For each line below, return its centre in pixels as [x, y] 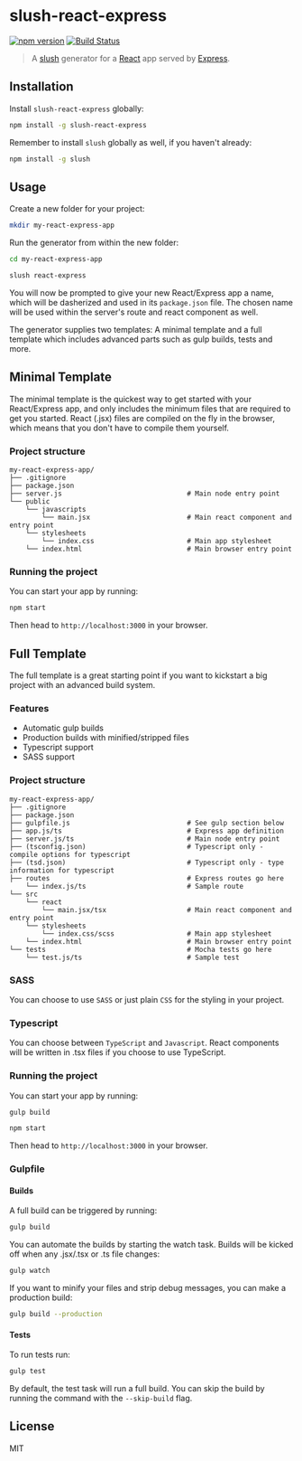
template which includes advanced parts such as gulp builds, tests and [141, 339]
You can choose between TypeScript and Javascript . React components [144, 1043]
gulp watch [30, 1271]
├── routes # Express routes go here [146, 878]
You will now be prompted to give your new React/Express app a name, [142, 292]
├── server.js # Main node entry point [145, 494]
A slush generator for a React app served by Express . [131, 58]
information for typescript [62, 870]
